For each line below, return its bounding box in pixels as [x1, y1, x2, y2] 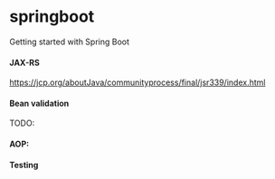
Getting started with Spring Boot [9, 36, 129, 47]
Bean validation [9, 98, 70, 108]
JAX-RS [9, 57, 41, 68]
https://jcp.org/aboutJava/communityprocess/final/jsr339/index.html [9, 77, 266, 88]
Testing [9, 159, 39, 170]
